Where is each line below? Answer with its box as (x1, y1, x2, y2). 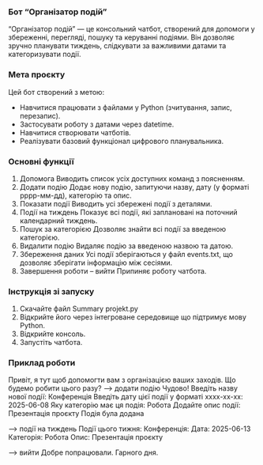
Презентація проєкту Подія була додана (8, 409, 145, 418)
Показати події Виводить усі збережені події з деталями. (19, 198, 212, 208)
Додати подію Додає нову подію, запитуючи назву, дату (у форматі (19, 182, 250, 191)
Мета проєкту (8, 70, 66, 81)
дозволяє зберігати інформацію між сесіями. (19, 258, 173, 267)
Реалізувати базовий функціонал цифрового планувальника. (19, 136, 224, 146)
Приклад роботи (8, 357, 76, 369)
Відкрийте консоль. (19, 329, 86, 338)
